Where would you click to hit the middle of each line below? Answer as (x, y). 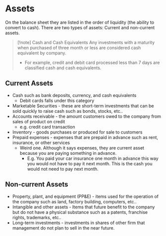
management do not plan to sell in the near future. (63, 228)
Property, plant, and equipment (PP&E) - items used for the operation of (85, 196)
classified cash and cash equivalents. (63, 68)
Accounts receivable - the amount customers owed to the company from (86, 116)
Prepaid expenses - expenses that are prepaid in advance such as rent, (85, 137)
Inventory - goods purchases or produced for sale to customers (77, 132)
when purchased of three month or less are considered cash (79, 47)
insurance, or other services (41, 142)
